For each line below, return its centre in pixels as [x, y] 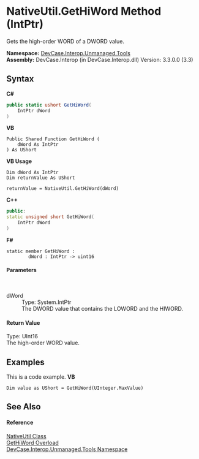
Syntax [20, 79]
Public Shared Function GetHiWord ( [53, 139]
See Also [24, 407]
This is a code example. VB [41, 377]
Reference [20, 423]
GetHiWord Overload [33, 442]
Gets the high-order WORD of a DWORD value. [65, 41]
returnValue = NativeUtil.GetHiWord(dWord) [63, 189]
